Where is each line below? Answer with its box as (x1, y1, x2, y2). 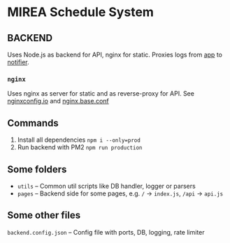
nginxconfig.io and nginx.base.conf (7, 97, 110, 105)
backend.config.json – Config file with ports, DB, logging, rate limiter (7, 228, 205, 236)
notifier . (7, 58, 29, 66)
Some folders (7, 163, 67, 175)
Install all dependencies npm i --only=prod (17, 135, 141, 144)
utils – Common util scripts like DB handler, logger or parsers (17, 182, 196, 190)
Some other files (7, 209, 81, 221)
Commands (7, 117, 59, 129)
